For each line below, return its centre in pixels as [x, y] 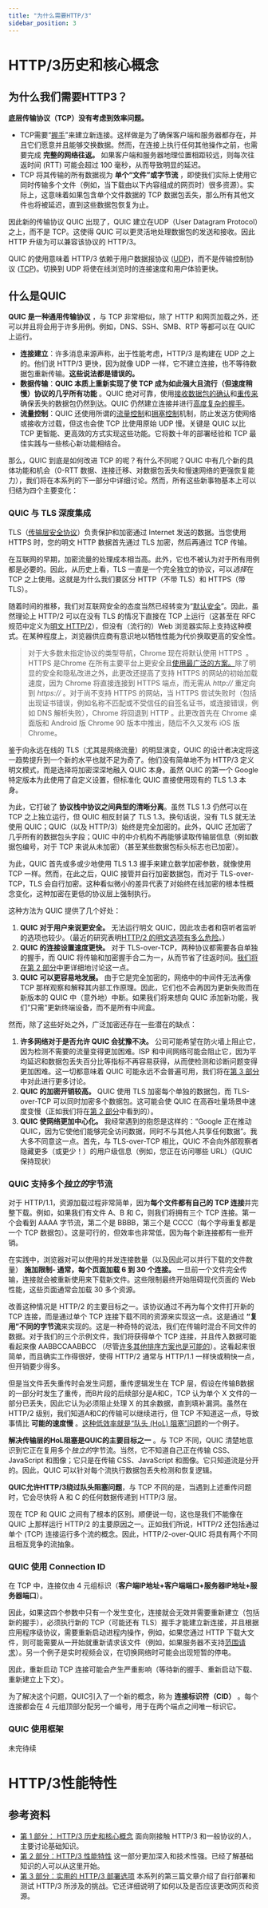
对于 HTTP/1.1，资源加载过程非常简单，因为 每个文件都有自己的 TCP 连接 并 [130, 1202]
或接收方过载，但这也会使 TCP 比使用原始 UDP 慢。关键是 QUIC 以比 [132, 423]
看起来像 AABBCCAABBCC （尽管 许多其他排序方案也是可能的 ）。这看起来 [128, 1346]
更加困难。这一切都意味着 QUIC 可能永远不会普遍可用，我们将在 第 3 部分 [140, 1071]
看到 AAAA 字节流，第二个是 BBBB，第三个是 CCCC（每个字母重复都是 [139, 1222]
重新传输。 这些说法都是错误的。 [87, 374]
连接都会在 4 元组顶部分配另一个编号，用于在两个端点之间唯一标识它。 [124, 1707]
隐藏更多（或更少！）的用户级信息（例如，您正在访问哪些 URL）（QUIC [136, 1151]
